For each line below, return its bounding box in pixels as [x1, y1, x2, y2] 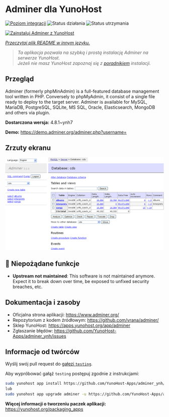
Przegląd [5, 75, 34, 84]
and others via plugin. [5, 109, 50, 115]
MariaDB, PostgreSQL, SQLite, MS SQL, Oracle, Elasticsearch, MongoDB [5, 104, 155, 110]
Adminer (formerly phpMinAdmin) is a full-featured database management [5, 88, 159, 94]
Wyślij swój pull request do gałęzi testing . [5, 361, 93, 367]
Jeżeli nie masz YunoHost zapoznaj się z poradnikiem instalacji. [17, 60, 151, 66]
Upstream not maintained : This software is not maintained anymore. [12, 273, 155, 279]
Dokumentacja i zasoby [5, 298, 80, 307]
